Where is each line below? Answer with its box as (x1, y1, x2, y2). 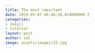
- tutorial (5, 26, 28, 31)
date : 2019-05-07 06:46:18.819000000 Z (5, 12, 90, 17)
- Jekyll (5, 21, 24, 27)
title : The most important (5, 7, 62, 13)
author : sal (5, 36, 30, 41)
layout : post (5, 31, 33, 36)
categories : (5, 17, 30, 22)
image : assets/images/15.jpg (5, 40, 67, 45)
